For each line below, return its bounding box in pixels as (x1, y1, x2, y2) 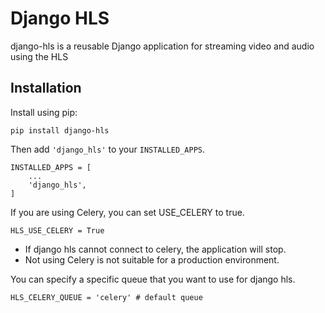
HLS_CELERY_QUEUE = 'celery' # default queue (10, 292, 203, 302)
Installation (10, 80, 82, 97)
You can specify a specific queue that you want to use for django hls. (10, 273, 296, 285)
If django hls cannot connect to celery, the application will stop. (24, 243, 287, 255)
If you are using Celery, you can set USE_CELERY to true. (10, 206, 245, 218)
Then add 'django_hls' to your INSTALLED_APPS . (10, 143, 206, 155)
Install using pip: (10, 106, 78, 118)
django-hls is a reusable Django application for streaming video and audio (10, 40, 315, 52)
